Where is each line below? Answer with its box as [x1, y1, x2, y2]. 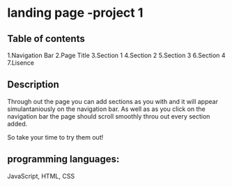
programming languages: [7, 154, 120, 165]
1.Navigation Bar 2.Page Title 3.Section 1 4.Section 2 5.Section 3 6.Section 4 [7, 51, 226, 59]
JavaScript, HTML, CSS [7, 172, 75, 180]
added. [7, 119, 28, 128]
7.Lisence [7, 59, 35, 67]
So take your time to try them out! [7, 133, 104, 141]
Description [7, 79, 59, 91]
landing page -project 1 [7, 5, 144, 21]
